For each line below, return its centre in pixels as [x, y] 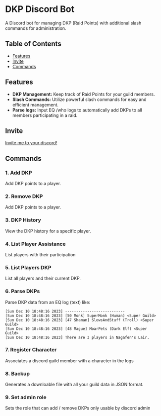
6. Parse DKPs [23, 291]
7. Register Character [31, 350]
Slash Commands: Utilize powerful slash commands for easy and [80, 99]
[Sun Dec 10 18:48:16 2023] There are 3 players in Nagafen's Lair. [77, 337]
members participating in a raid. [45, 115]
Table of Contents [33, 44]
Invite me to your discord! [31, 143]
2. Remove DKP [24, 196]
